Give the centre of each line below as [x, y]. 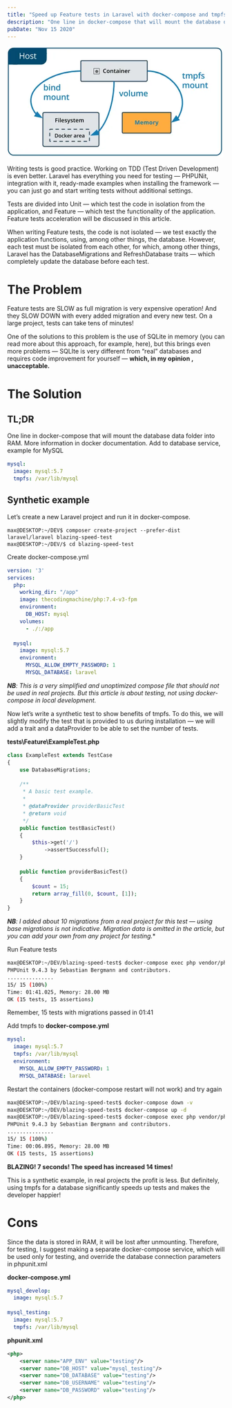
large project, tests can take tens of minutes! [70, 323]
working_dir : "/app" [49, 592]
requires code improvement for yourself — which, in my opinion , [100, 358]
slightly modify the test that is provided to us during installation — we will [111, 721]
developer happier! [34, 1195]
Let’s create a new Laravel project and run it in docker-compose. [99, 517]
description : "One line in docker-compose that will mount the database [114, 22]
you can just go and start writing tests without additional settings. [100, 191]
